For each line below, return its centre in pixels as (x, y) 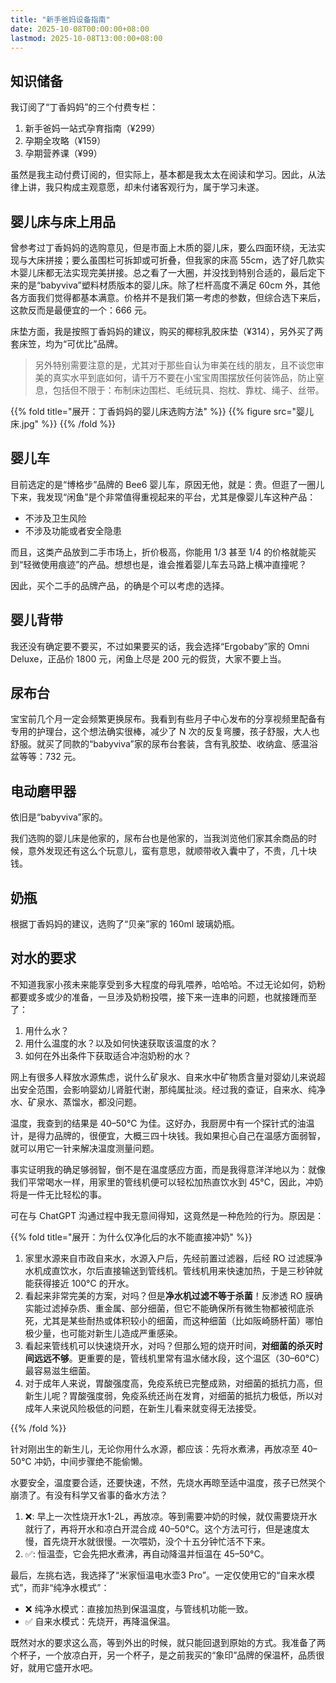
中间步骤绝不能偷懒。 (103, 1461)
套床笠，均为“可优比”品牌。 (67, 344)
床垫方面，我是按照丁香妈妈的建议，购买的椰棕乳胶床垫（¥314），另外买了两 (167, 331)
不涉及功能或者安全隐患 (73, 530)
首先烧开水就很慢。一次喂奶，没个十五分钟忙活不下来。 (156, 1541)
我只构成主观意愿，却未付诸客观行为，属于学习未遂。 (154, 187)
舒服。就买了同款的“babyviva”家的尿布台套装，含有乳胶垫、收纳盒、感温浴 (164, 744)
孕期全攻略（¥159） (65, 141)
